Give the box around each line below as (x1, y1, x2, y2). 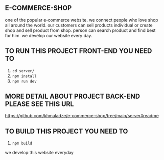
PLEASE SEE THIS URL (5, 100, 74, 108)
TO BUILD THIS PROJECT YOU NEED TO (5, 127, 128, 135)
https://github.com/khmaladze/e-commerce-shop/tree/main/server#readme (5, 113, 159, 119)
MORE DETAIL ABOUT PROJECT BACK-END (5, 92, 141, 101)
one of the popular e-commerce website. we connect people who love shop (5, 17, 158, 23)
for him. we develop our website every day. (5, 32, 92, 38)
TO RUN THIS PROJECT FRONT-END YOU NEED (5, 47, 152, 55)
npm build (12, 141, 33, 146)
